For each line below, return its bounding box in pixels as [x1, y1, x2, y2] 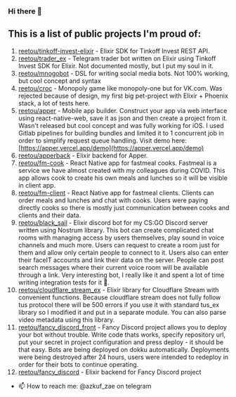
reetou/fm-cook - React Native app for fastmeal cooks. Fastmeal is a [18, 158, 217, 167]
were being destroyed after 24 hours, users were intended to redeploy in [18, 353, 229, 361]
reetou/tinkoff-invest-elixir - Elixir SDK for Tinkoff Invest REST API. [18, 46, 210, 55]
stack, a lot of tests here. [18, 98, 91, 108]
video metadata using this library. [18, 315, 115, 324]
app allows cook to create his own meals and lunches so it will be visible [18, 174, 228, 182]
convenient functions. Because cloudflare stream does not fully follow [18, 293, 221, 301]
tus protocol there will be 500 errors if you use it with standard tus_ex [18, 300, 220, 308]
